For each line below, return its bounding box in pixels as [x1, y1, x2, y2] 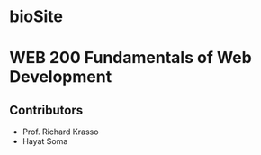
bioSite [9, 6, 63, 27]
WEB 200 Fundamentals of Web [9, 48, 252, 68]
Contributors [9, 102, 84, 118]
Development [9, 67, 112, 87]
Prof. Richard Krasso [22, 126, 99, 137]
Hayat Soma [22, 136, 68, 147]
